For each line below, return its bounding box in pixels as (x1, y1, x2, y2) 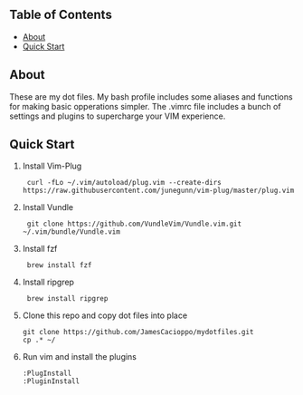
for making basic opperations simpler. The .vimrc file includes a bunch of (9, 101, 282, 111)
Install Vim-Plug (22, 160, 82, 171)
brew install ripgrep (26, 294, 109, 303)
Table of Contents (9, 7, 113, 23)
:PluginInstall (22, 377, 80, 386)
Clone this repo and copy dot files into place (22, 310, 188, 321)
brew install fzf (26, 261, 92, 270)
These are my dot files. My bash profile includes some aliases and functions (9, 91, 293, 102)
